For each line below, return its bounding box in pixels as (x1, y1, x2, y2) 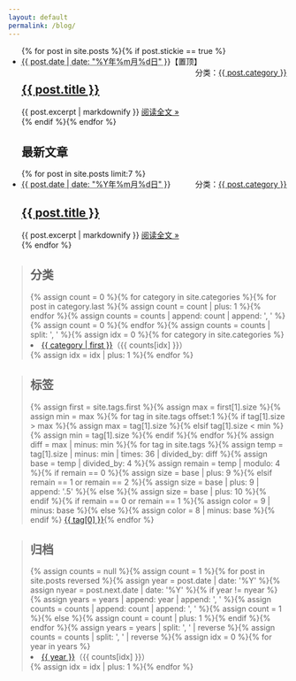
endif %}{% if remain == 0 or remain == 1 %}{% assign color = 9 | (29, 495, 271, 506)
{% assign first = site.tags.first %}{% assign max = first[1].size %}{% (29, 402, 282, 412)
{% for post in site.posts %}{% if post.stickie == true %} (20, 45, 226, 56)
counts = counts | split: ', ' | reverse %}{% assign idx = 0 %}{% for (29, 631, 273, 642)
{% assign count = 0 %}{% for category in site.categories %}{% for (29, 291, 277, 302)
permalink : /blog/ (8, 21, 76, 30)
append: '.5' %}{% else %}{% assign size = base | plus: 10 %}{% (29, 486, 267, 496)
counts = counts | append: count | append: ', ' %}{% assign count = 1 (29, 603, 282, 615)
